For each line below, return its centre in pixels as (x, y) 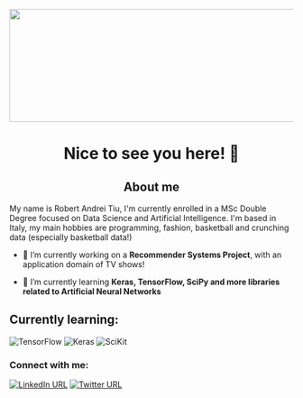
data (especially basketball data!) (71, 237)
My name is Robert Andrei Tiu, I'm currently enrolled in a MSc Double (138, 208)
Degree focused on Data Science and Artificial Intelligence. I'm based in (143, 218)
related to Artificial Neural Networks (92, 292)
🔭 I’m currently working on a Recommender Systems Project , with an (152, 255)
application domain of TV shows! (83, 264)
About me (151, 186)
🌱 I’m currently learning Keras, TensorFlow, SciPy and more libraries (151, 282)
